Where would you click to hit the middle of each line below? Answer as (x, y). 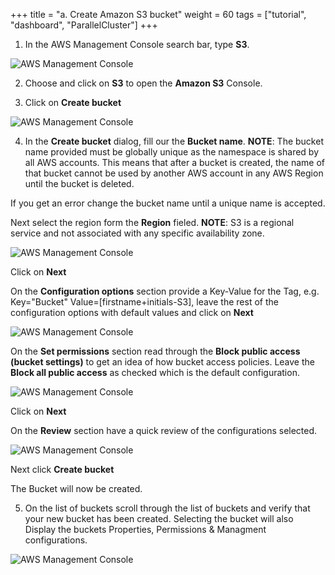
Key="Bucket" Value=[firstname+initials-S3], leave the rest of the (144, 302)
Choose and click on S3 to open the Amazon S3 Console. (143, 83)
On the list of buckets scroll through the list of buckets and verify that (167, 508)
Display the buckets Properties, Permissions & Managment (145, 529)
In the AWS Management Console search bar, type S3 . (137, 44)
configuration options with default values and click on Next (132, 312)
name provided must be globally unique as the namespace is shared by (172, 152)
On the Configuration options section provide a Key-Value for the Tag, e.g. (165, 291)
